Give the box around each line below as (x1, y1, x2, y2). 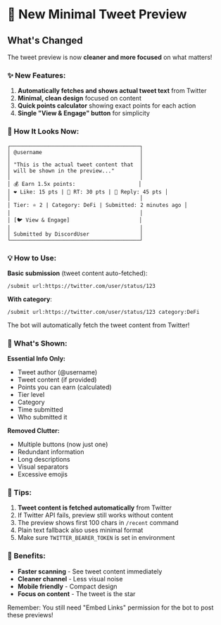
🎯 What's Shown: (7, 338, 68, 348)
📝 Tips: (7, 488, 32, 498)
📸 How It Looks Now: (7, 127, 80, 137)
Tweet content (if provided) (17, 376, 97, 384)
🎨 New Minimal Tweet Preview (7, 6, 187, 23)
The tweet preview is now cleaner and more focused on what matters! (7, 53, 213, 61)
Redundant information (17, 448, 84, 456)
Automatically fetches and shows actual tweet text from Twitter (17, 87, 207, 95)
